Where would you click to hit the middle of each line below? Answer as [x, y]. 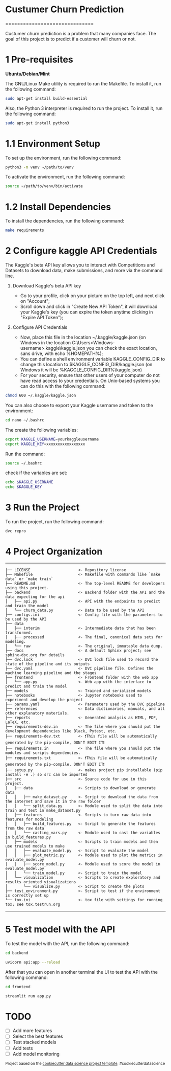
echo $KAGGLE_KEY [24, 487]
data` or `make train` [29, 579]
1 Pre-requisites [39, 60]
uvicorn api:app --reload [33, 962]
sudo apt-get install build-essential [46, 98]
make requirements [25, 230]
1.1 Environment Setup [53, 143]
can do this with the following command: [63, 386]
